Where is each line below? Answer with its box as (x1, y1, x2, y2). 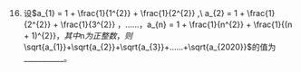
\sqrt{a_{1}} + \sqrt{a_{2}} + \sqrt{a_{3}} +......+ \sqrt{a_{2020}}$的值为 (23, 41, 277, 52)
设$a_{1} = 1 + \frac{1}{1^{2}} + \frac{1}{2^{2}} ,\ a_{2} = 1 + (23, 8, 246, 18)
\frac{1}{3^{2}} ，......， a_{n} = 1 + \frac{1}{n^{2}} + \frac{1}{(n (60, 19, 293, 30)
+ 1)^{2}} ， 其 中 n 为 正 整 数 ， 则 (23, 31, 133, 40)
